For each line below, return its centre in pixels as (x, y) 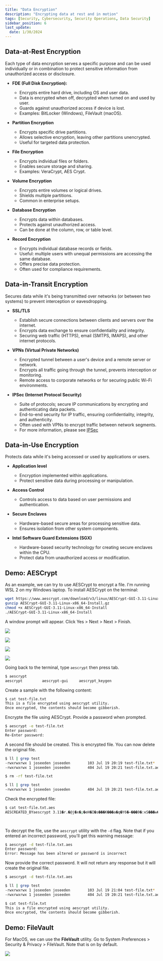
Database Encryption (34, 210)
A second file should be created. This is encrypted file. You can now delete (80, 744)
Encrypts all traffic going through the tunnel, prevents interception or (88, 370)
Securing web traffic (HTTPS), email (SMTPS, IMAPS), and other (83, 335)
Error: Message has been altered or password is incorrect (66, 854)
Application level (29, 466)
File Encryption (28, 151)
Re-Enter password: (25, 735)
